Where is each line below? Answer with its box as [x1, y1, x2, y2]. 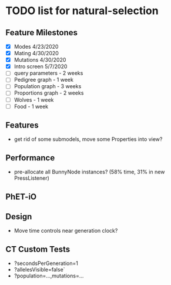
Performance [5, 153, 55, 163]
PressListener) [14, 175, 49, 182]
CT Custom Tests [5, 244, 71, 254]
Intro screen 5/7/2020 [14, 63, 68, 70]
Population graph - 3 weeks [14, 83, 82, 90]
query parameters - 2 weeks [14, 69, 83, 77]
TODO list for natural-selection [5, 4, 159, 18]
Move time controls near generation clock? [14, 227, 118, 234]
